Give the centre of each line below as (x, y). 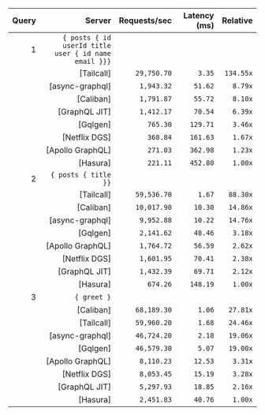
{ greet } (93, 297)
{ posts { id (87, 37)
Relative (237, 21)
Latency (199, 15)
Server (99, 21)
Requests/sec (145, 21)
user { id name (83, 53)
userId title (87, 45)
